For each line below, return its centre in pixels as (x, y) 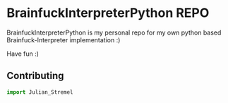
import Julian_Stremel (40, 92)
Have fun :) (23, 54)
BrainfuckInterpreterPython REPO (108, 13)
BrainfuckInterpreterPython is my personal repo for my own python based (114, 32)
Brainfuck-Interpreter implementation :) (64, 40)
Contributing (35, 76)
